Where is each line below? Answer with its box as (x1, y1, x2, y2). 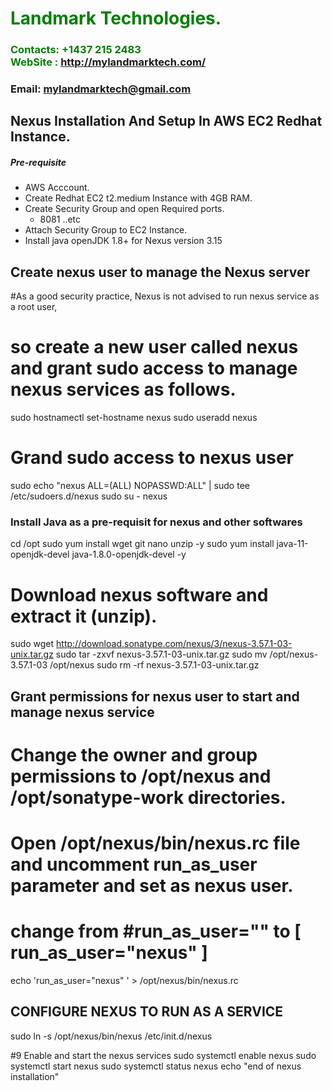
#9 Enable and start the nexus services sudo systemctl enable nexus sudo (10, 1049, 317, 1061)
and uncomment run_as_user (10, 853, 258, 876)
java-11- (276, 538, 309, 550)
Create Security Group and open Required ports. (24, 203, 225, 215)
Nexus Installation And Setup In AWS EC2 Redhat (10, 113, 323, 130)
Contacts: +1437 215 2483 (10, 43, 142, 57)
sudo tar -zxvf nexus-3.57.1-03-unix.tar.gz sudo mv (55, 648, 268, 661)
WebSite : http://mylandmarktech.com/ (10, 55, 207, 69)
